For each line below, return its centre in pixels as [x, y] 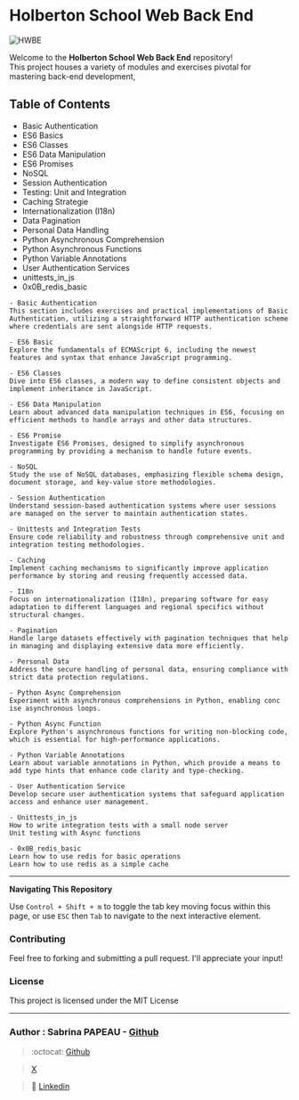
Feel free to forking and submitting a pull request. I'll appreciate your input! [146, 958]
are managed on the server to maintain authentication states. [129, 513]
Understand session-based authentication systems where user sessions [143, 505]
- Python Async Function [55, 724]
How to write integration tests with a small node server [119, 825]
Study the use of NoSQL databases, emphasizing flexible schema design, [147, 474]
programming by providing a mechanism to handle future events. [131, 451]
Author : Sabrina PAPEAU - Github [84, 1032]
